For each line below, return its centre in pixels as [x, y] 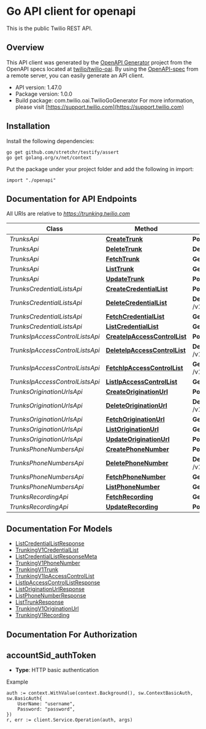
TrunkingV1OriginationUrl [47, 609]
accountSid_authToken [51, 655]
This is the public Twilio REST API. [49, 28]
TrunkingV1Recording [42, 615]
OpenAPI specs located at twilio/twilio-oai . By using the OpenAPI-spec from [102, 69]
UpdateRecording [132, 507]
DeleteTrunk [124, 249]
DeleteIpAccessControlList [146, 350]
